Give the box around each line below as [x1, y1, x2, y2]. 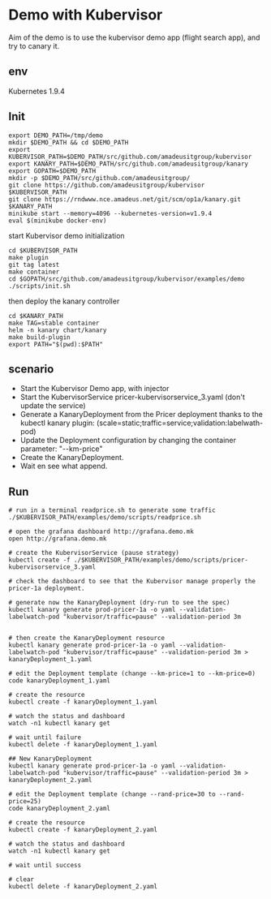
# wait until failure [8, 733, 82, 742]
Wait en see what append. [19, 461, 108, 471]
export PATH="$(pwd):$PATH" [8, 340, 104, 348]
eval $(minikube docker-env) [8, 217, 107, 225]
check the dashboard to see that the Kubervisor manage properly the [15, 578, 256, 586]
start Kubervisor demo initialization [8, 230, 125, 240]
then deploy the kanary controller [8, 296, 120, 306]
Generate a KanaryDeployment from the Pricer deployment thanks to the [19, 410, 264, 419]
